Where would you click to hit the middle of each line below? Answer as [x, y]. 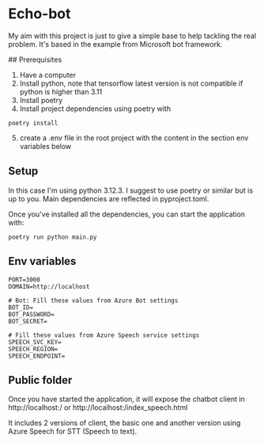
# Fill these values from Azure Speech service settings [104, 335]
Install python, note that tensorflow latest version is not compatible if [131, 83]
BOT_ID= [21, 307]
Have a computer [48, 75]
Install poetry [41, 100]
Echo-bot [40, 14]
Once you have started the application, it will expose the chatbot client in [126, 399]
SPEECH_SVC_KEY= [35, 342]
